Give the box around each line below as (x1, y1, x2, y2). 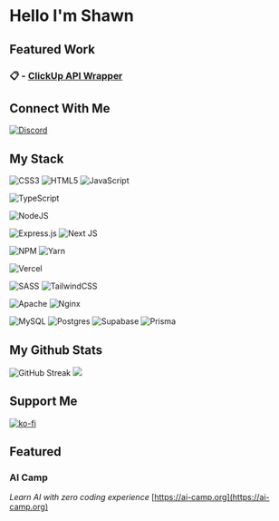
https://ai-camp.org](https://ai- (153, 492, 270, 503)
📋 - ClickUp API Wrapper (9, 69, 123, 82)
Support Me (9, 394, 78, 409)
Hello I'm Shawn (9, 5, 134, 26)
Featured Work (9, 42, 95, 57)
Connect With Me (9, 101, 111, 116)
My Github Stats (9, 342, 102, 358)
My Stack (9, 151, 64, 166)
